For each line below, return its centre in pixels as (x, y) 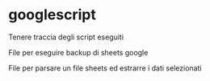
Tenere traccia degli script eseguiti (66, 37)
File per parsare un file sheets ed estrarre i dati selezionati (105, 68)
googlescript (52, 15)
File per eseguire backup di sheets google (78, 52)
